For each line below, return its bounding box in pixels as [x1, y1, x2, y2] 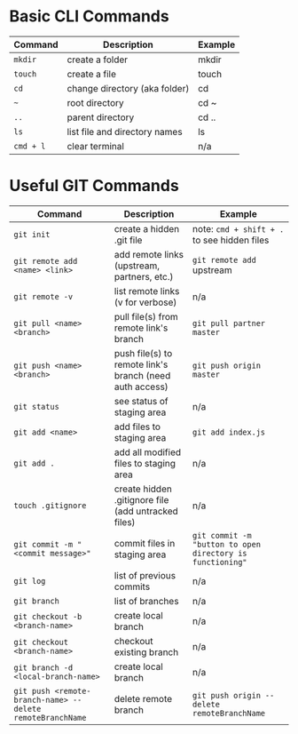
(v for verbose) [114, 296, 177, 308]
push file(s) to [114, 347, 173, 359]
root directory [67, 96, 124, 108]
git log [13, 576, 46, 586]
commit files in [114, 537, 176, 549]
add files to [114, 420, 161, 433]
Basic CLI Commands [9, 6, 170, 27]
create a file [67, 68, 117, 80]
